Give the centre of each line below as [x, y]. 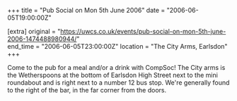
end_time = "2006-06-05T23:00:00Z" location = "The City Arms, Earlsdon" [117, 46]
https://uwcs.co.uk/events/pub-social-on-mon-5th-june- [143, 31]
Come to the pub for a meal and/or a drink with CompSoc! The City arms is [116, 67]
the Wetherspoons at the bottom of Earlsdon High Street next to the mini [112, 75]
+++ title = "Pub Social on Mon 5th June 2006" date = [86, 10]
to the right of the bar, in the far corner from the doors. [87, 90]
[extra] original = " [34, 31]
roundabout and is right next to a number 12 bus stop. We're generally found [118, 83]
